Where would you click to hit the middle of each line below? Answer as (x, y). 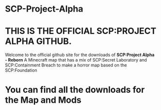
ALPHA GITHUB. (38, 41)
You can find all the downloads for (75, 90)
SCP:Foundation (21, 70)
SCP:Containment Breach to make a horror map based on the (66, 65)
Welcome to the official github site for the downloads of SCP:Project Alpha (80, 55)
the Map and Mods (43, 100)
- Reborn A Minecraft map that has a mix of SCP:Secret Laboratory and (76, 60)
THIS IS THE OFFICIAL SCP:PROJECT (81, 31)
